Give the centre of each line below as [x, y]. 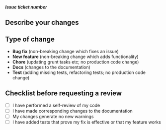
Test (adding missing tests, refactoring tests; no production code [79, 72]
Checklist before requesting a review [64, 94]
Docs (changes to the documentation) [51, 67]
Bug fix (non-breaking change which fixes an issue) [66, 51]
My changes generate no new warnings [53, 116]
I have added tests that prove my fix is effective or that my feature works [87, 122]
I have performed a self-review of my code [56, 105]
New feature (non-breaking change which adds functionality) [75, 57]
